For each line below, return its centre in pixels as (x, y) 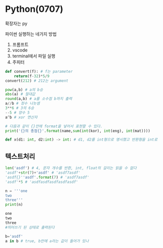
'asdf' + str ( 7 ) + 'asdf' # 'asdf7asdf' (43, 173)
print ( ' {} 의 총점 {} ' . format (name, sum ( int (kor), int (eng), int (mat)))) (78, 131)
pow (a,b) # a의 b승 (24, 90)
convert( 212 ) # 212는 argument (37, 81)
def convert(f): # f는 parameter (39, 71)
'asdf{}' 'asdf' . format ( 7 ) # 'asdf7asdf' (47, 177)
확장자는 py (16, 23)
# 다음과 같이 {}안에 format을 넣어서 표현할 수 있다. (54, 126)
